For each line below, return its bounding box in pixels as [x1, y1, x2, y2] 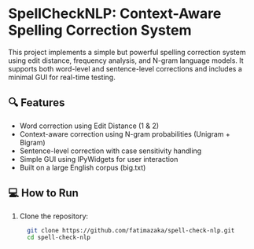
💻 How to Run [8, 186, 79, 200]
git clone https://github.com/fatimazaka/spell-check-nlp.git [27, 226, 235, 234]
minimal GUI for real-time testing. [8, 72, 116, 82]
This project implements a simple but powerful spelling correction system [8, 47, 246, 57]
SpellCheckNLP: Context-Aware [8, 5, 222, 23]
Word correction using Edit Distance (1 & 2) [19, 121, 160, 130]
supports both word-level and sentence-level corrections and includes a [8, 64, 242, 73]
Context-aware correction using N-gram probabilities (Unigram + [19, 129, 230, 138]
